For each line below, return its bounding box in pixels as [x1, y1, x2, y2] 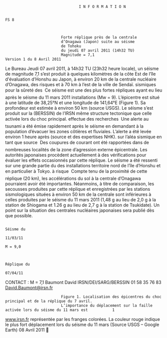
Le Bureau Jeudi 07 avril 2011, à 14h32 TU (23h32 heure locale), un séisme [5, 66, 159, 72]
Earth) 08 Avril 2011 [5, 327, 45, 332]
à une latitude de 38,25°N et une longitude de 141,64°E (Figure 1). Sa [5, 100, 146, 106]
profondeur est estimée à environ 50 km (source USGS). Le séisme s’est [5, 105, 154, 111]
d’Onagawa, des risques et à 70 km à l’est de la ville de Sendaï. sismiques [5, 82, 156, 87]
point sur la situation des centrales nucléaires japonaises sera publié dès [5, 207, 155, 213]
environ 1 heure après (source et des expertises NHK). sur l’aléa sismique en [5, 134, 162, 140]
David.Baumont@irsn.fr [5, 285, 53, 290]
